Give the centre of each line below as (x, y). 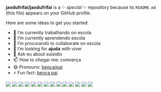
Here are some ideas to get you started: (47, 23)
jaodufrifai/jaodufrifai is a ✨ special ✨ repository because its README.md (81, 7)
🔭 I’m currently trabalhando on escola (52, 33)
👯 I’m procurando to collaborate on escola (57, 43)
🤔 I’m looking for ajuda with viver (48, 49)
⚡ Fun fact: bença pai (35, 73)
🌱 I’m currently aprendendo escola (49, 38)
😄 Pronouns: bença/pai (38, 67)
